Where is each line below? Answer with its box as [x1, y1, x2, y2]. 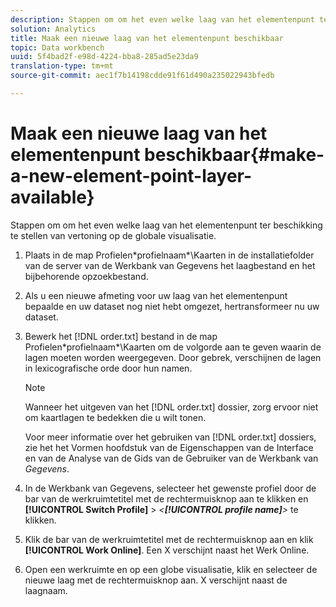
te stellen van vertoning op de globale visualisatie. [10, 229, 217, 241]
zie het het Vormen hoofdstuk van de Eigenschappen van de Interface [24, 441, 314, 453]
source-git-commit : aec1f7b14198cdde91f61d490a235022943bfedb [10, 71, 275, 81]
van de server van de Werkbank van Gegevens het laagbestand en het [24, 259, 316, 271]
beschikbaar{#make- [144, 144, 325, 166]
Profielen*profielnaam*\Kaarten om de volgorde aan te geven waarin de [24, 341, 322, 353]
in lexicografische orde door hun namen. [24, 362, 193, 374]
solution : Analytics [10, 24, 97, 34]
